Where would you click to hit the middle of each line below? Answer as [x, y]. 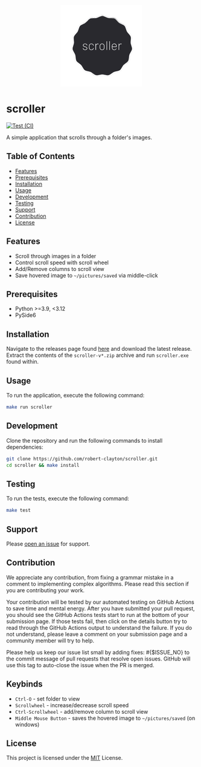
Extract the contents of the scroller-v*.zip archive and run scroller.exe [97, 355]
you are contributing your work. [46, 590]
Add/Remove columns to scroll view [59, 269]
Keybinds [25, 684]
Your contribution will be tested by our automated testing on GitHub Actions [100, 602]
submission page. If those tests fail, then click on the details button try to [97, 621]
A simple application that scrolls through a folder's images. [79, 137]
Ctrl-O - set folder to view [47, 699]
